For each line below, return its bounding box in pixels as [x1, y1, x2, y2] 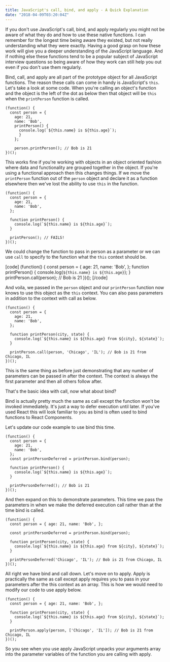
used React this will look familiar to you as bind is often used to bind [5, 408, 147, 415]
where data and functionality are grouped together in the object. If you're [5, 164, 158, 171]
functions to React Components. [5, 414, 73, 420]
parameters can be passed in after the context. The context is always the [5, 373, 158, 379]
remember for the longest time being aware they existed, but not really [5, 37, 153, 43]
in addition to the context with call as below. [5, 295, 97, 301]
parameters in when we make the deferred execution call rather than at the [5, 502, 162, 508]
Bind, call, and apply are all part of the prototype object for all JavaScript [5, 74, 157, 80]
